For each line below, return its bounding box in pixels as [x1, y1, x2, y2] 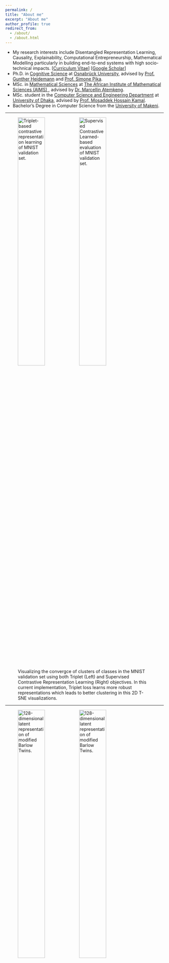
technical [12, 65, 32, 71]
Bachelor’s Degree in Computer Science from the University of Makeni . [12, 103, 160, 109]
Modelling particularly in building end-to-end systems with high [12, 60, 144, 66]
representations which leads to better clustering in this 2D [18, 690, 138, 696]
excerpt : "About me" [5, 17, 49, 22]
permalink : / [5, 7, 33, 13]
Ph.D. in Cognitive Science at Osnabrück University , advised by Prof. [12, 70, 155, 76]
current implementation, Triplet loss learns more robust [18, 684, 132, 690]
